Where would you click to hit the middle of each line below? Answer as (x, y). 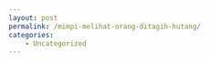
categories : (31, 35)
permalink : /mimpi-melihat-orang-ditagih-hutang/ (105, 26)
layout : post (33, 18)
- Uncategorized (56, 43)
